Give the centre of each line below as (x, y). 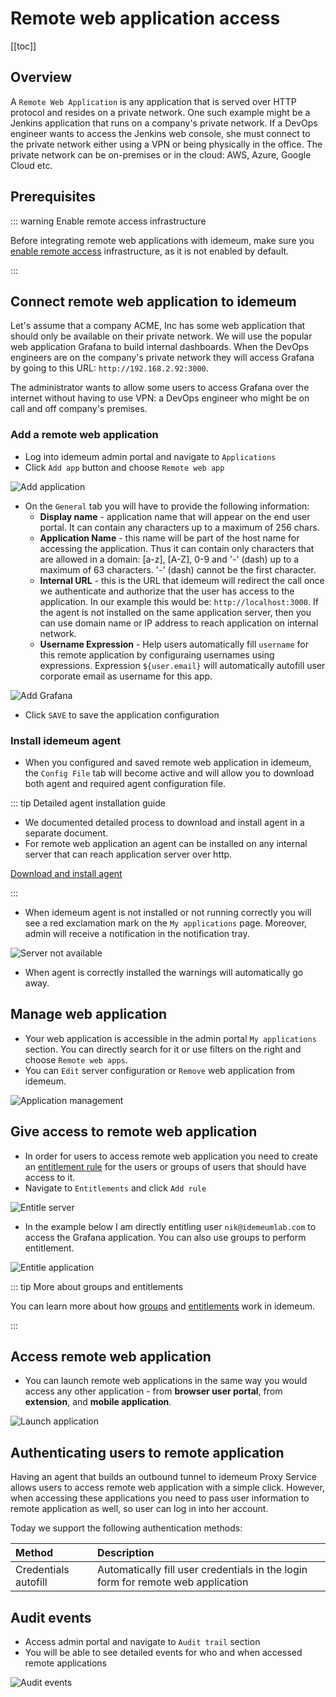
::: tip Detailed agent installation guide (88, 803)
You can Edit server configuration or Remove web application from (160, 1070)
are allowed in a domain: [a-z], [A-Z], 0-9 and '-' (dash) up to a (169, 559)
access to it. (50, 1177)
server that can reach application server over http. (128, 854)
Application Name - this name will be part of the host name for (169, 538)
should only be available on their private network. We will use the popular (161, 336)
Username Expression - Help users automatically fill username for (174, 644)
